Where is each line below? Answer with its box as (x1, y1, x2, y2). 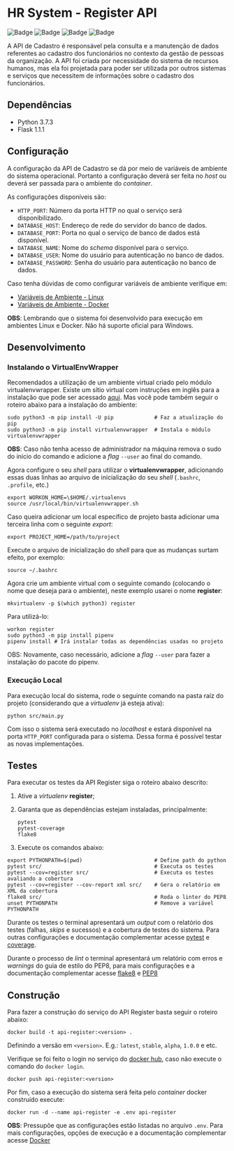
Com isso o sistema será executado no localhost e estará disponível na (7, 725, 212, 733)
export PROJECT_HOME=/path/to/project (7, 533, 120, 540)
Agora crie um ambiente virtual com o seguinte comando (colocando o (7, 579, 211, 587)
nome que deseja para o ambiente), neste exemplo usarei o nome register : (7, 587, 223, 595)
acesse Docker (7, 1136, 51, 1145)
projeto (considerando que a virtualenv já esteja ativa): (7, 699, 165, 707)
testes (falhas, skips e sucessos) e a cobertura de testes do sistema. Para (7, 926, 220, 934)
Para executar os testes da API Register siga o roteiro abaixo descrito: (7, 779, 208, 787)
